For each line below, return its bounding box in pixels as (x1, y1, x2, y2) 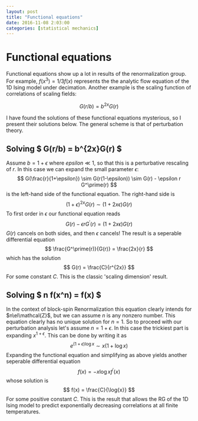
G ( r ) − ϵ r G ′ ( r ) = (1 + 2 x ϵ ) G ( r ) (65, 219, 133, 227)
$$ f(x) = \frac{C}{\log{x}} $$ (62, 386, 136, 394)
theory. (6, 127, 24, 134)
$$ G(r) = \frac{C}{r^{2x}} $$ (63, 263, 135, 271)
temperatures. (6, 408, 41, 415)
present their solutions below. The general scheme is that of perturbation (6, 120, 184, 127)
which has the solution (6, 254, 61, 261)
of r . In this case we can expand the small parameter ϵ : (6, 166, 139, 173)
